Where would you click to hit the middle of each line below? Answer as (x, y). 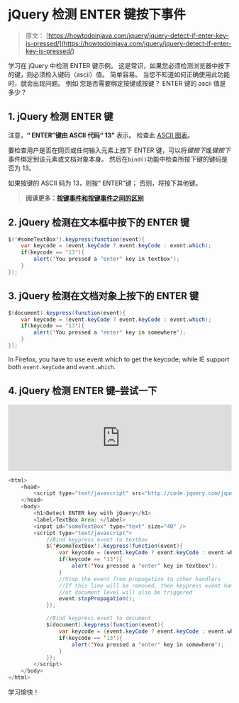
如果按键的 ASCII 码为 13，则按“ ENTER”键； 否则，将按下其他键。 (105, 183)
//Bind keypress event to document (99, 618)
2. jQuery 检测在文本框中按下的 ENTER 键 (99, 223)
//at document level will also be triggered (126, 592)
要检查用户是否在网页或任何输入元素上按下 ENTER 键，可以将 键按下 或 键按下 (119, 150)
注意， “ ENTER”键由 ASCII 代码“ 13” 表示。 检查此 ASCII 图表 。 (101, 135)
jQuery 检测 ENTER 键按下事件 (97, 15)
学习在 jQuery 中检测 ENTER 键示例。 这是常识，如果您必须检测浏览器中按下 (119, 65)
